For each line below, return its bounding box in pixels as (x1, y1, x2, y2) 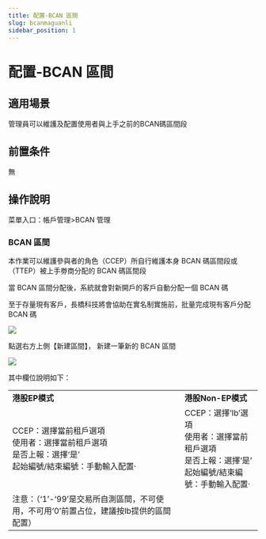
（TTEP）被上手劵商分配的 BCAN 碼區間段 (8, 266, 146, 275)
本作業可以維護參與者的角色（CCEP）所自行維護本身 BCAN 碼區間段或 (8, 256, 238, 266)
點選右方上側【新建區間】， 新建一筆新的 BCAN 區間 (8, 341, 177, 351)
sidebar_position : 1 (8, 26, 77, 34)
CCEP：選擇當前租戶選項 (12, 425, 105, 436)
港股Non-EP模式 (184, 393, 248, 404)
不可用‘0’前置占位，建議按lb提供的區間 (28, 506, 172, 517)
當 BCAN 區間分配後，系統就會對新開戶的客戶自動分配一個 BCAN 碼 (8, 283, 229, 293)
